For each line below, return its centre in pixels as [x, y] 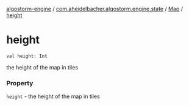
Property [20, 83]
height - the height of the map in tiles [53, 96]
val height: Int [27, 56]
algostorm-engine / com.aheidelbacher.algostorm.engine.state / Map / [94, 9]
